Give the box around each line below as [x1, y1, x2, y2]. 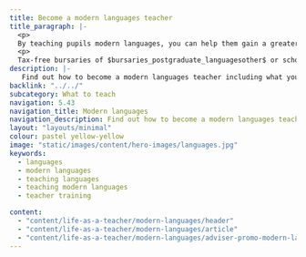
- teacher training [17, 191, 92, 200]
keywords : [9, 149, 47, 158]
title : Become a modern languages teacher [9, 13, 173, 23]
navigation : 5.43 [9, 98, 76, 108]
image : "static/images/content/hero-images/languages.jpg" [9, 140, 239, 149]
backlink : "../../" [9, 81, 84, 90]
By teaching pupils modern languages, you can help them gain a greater [17, 38, 300, 48]
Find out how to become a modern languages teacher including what [21, 73, 283, 82]
